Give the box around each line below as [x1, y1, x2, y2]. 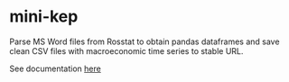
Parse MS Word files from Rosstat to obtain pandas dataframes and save [9, 36, 280, 47]
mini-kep [9, 6, 79, 27]
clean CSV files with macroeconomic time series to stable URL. [9, 45, 244, 56]
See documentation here [9, 63, 101, 74]
